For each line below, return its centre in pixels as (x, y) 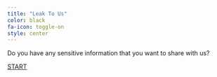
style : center (28, 33)
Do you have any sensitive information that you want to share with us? (108, 53)
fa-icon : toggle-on (36, 27)
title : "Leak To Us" (38, 14)
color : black (26, 20)
